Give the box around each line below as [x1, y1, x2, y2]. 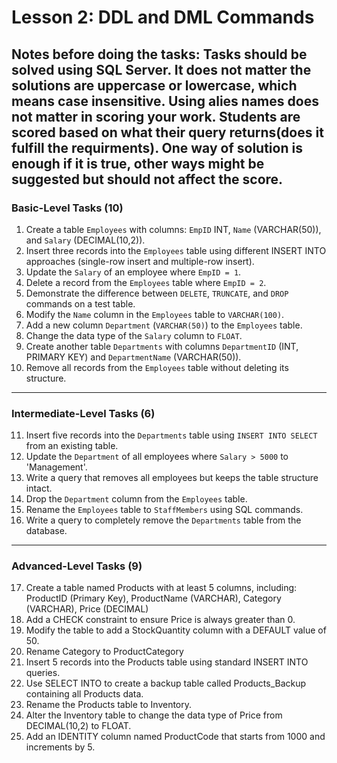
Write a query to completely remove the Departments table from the [25, 514, 302, 526]
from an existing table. [25, 440, 119, 452]
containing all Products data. [25, 688, 144, 700]
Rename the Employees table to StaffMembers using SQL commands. [25, 504, 304, 516]
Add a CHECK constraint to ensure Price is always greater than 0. [25, 614, 296, 626]
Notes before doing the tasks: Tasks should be [11, 46, 308, 63]
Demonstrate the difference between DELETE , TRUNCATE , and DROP [25, 287, 289, 299]
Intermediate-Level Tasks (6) [11, 406, 156, 420]
